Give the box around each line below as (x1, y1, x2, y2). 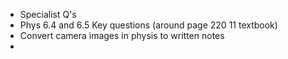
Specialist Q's (19, 9, 77, 20)
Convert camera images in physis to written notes (19, 30, 225, 41)
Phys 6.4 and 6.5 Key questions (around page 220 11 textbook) (19, 19, 278, 31)
